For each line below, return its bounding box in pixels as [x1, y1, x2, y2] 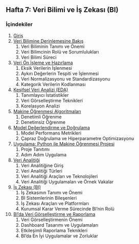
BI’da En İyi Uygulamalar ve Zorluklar [20, 233, 99, 239]
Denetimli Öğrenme [20, 114, 62, 120]
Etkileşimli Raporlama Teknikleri [20, 227, 88, 233]
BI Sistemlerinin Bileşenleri [20, 195, 77, 201]
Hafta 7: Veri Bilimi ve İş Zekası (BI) [6, 6, 119, 14]
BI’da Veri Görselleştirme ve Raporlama [13, 211, 96, 217]
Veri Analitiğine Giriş [20, 162, 64, 169]
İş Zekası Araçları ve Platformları [20, 200, 89, 206]
